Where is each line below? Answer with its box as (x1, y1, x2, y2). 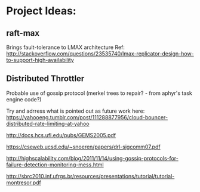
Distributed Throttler (6, 73, 85, 84)
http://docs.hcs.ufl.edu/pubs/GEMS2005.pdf (6, 131, 116, 138)
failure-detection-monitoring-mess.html (6, 161, 104, 168)
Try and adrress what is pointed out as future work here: (6, 107, 145, 114)
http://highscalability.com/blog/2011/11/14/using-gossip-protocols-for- (6, 154, 179, 162)
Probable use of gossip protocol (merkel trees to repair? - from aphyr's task (6, 89, 192, 97)
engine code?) (6, 95, 42, 103)
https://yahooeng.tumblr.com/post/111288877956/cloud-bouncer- (6, 113, 168, 120)
